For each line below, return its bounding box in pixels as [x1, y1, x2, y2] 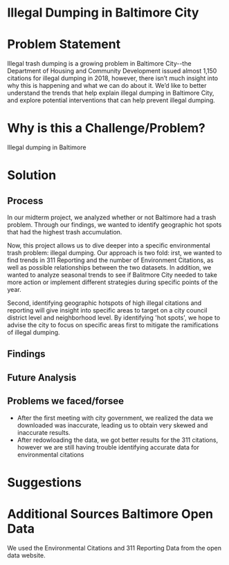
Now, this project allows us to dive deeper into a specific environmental [7, 241, 211, 250]
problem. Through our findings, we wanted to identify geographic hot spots [7, 221, 222, 229]
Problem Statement [7, 37, 121, 53]
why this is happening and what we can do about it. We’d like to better [7, 82, 207, 90]
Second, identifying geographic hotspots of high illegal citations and [7, 299, 202, 307]
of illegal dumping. [7, 328, 60, 337]
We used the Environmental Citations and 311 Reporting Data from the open [7, 544, 221, 552]
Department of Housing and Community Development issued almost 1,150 [7, 67, 217, 75]
